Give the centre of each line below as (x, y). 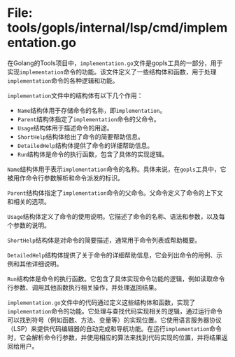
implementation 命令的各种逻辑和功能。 (63, 80)
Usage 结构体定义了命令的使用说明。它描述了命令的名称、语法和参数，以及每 (116, 216)
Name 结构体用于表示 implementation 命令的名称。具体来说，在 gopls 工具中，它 (117, 169)
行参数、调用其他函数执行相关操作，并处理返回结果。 (84, 287)
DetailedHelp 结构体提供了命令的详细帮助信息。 (85, 145)
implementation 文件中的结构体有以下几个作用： (75, 95)
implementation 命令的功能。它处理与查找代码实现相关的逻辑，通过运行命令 (115, 311)
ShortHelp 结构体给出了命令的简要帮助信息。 (81, 136)
